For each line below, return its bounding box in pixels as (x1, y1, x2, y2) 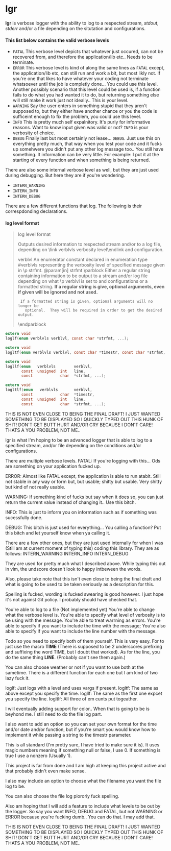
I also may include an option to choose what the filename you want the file (5, 777, 162, 784)
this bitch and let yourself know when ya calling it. (5, 529, 111, 536)
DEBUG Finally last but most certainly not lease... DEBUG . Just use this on (12, 135, 160, 141)
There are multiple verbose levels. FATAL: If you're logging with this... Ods (5, 457, 161, 464)
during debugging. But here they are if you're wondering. (5, 172, 125, 179)
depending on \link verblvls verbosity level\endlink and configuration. (17, 247, 164, 253)
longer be (17, 303, 39, 309)
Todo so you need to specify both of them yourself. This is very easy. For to (5, 638, 164, 644)
